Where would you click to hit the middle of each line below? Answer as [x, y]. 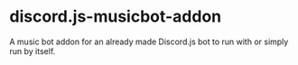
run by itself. [33, 51]
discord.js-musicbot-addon [116, 17]
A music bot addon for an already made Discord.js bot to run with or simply [149, 42]
